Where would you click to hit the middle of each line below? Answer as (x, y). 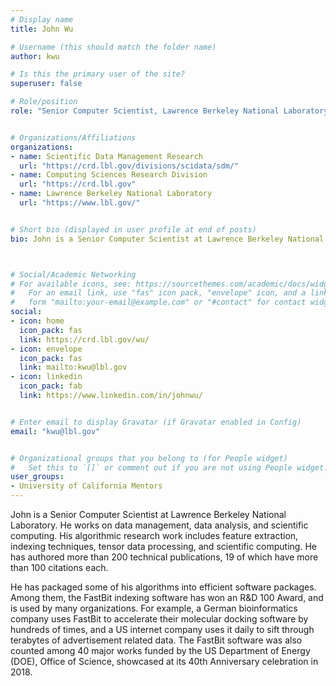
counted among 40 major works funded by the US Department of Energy (160, 650)
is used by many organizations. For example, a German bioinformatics (154, 608)
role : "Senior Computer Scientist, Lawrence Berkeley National (145, 111)
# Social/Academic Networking (73, 274)
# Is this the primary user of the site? (98, 74)
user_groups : (37, 477)
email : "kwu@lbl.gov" (55, 431)
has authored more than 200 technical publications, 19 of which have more (164, 557)
